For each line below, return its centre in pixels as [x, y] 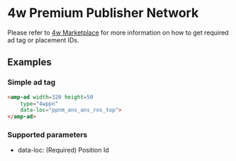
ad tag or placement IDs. [43, 40]
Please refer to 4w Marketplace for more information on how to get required [118, 32]
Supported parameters [47, 135]
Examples [29, 62]
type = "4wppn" [39, 104]
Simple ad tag [32, 83]
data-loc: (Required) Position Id [63, 150]
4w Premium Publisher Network [103, 13]
